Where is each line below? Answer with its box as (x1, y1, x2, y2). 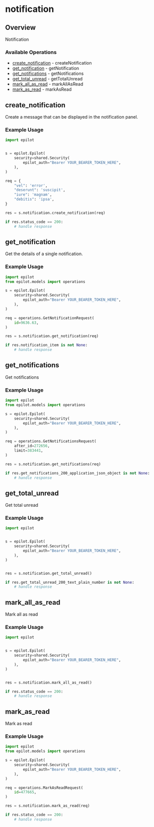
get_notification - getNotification (12, 66, 79, 71)
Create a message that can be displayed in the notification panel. (5, 114, 138, 120)
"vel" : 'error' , (14, 183, 48, 188)
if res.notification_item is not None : (5, 343, 88, 348)
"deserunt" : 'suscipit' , (14, 188, 66, 193)
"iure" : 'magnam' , (14, 192, 52, 197)
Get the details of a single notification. (5, 251, 83, 257)
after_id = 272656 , (14, 443, 50, 449)
